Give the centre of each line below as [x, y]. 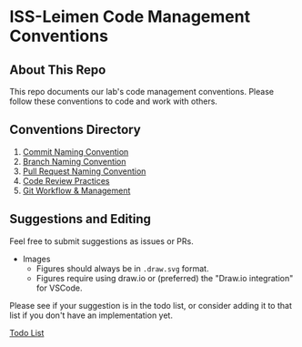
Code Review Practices [66, 180]
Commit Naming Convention [75, 151]
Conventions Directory [75, 130]
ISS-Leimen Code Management [130, 17]
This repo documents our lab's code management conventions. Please [142, 92]
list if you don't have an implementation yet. [91, 315]
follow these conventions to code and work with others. [114, 101]
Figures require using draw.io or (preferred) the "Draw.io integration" [165, 278]
